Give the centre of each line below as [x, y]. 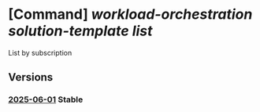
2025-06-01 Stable [46, 99]
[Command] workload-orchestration [130, 14]
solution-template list [80, 31]
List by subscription [40, 52]
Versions [31, 77]
